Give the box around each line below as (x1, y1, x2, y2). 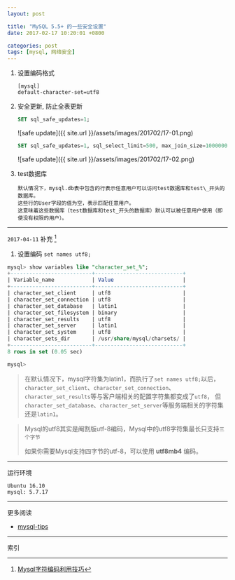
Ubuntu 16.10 (7, 482, 45, 490)
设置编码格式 (17, 69, 55, 77)
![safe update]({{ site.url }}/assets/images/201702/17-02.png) (17, 155, 194, 163)
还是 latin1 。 (24, 410, 62, 418)
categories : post (7, 42, 58, 49)
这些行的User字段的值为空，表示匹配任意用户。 (17, 199, 135, 207)
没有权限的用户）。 (22, 215, 68, 222)
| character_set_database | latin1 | (7, 302, 187, 309)
